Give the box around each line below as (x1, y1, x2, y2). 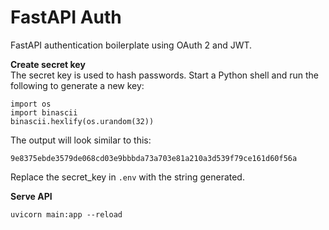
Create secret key (10, 58, 86, 70)
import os (10, 99, 52, 109)
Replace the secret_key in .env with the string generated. (10, 171, 245, 183)
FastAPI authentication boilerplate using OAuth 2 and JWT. (10, 39, 253, 51)
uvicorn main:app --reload (10, 209, 123, 220)
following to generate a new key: (10, 79, 145, 91)
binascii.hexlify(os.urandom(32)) (10, 116, 155, 126)
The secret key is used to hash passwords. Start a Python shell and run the (10, 69, 319, 81)
